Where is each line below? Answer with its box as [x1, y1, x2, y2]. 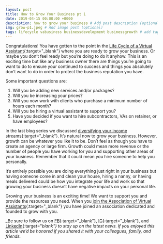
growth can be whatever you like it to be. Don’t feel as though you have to [5, 138, 153, 144]
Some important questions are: [5, 78, 67, 84]
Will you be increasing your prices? [12, 93, 83, 98]
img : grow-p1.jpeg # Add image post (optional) [5, 25, 104, 30]
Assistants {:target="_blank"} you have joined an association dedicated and [5, 203, 155, 209]
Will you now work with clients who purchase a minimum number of [12, 98, 148, 103]
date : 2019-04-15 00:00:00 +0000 [5, 16, 73, 21]
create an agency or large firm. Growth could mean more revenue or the [5, 144, 149, 149]
